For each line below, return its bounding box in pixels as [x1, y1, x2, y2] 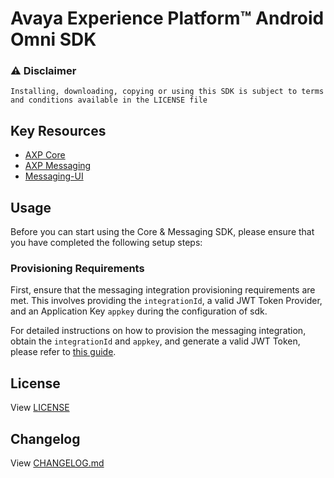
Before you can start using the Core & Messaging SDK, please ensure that [10, 226, 315, 238]
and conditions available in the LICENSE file [10, 95, 208, 106]
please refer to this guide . [10, 346, 117, 358]
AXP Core [24, 149, 66, 161]
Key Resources [10, 122, 107, 139]
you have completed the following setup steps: [10, 237, 203, 249]
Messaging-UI [24, 170, 84, 182]
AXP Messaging [24, 160, 92, 172]
